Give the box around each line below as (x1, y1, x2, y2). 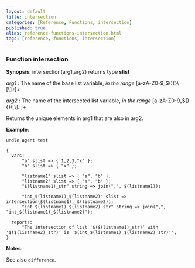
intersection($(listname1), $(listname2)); (6, 199, 114, 205)
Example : (6, 126, 29, 133)
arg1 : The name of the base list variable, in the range (6, 80, 135, 87)
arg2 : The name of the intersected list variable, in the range (6, 97, 151, 104)
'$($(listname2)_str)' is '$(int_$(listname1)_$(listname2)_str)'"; (6, 229, 177, 236)
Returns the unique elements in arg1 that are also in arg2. (6, 115, 143, 122)
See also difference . (6, 256, 56, 263)
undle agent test (6, 138, 49, 143)
